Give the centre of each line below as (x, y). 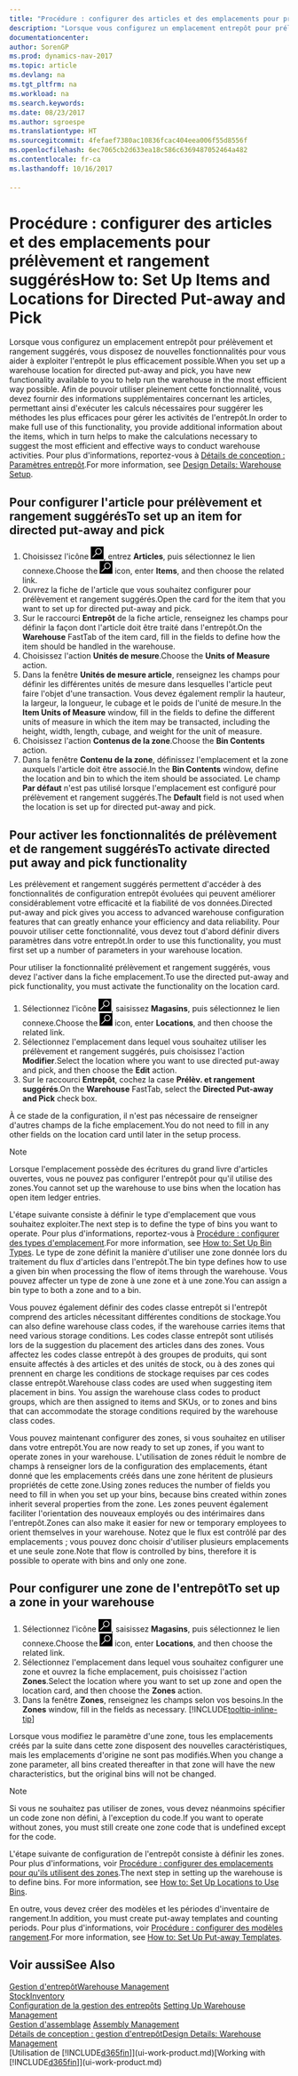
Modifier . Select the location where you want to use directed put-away (150, 1061)
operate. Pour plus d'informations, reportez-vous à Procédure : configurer (145, 1234)
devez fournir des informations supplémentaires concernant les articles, (141, 399)
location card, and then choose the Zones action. (112, 1690)
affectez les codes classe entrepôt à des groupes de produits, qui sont (138, 1354)
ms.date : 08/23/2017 (47, 112)
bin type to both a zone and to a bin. (75, 1290)
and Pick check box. (59, 1098)
